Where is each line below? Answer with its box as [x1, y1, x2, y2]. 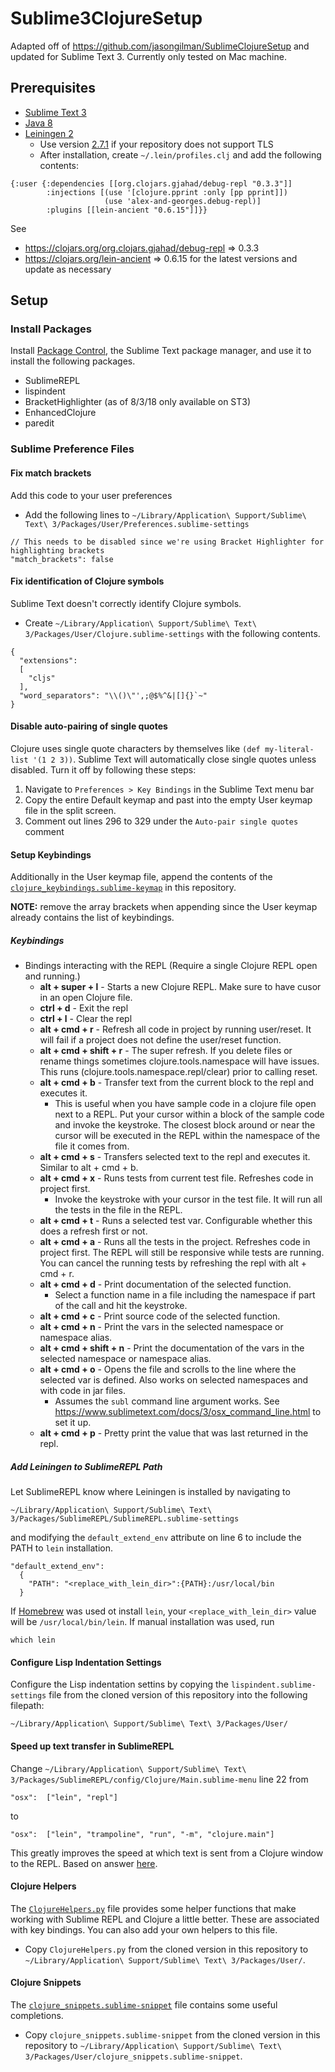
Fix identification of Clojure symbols [10, 575, 165, 587]
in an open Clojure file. [39, 992, 133, 1004]
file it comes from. [54, 1140, 130, 1152]
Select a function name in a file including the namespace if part [54, 1289, 316, 1301]
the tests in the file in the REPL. [54, 1204, 183, 1216]
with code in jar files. [39, 1385, 126, 1397]
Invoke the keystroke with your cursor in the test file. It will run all [54, 1193, 323, 1206]
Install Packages [10, 322, 92, 336]
